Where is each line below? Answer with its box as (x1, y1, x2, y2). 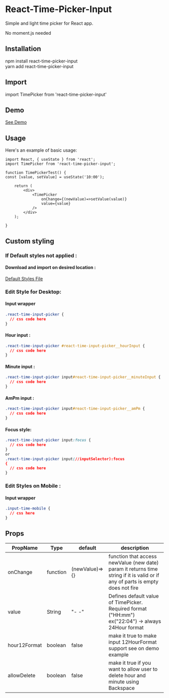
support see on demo (108, 645, 159, 652)
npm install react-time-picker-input (5, 58, 78, 64)
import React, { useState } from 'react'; (5, 157, 96, 162)
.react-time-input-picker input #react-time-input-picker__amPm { (5, 406, 145, 411)
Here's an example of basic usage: (5, 147, 77, 153)
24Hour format (108, 624, 144, 631)
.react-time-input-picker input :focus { (5, 437, 92, 443)
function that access (108, 553, 157, 560)
